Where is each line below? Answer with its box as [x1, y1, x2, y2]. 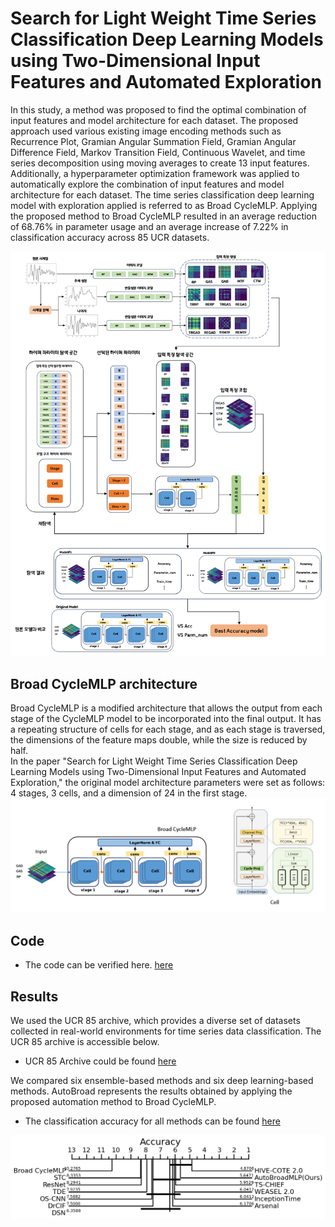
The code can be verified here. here [24, 959, 174, 971]
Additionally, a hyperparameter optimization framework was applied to [10, 167, 300, 179]
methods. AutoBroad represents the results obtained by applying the [10, 1085, 293, 1097]
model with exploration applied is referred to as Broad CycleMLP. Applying [10, 199, 318, 211]
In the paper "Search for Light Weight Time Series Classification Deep [10, 755, 298, 767]
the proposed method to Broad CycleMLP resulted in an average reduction [10, 210, 318, 222]
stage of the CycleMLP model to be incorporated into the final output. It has [10, 713, 322, 725]
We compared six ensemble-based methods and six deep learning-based [10, 1075, 314, 1087]
